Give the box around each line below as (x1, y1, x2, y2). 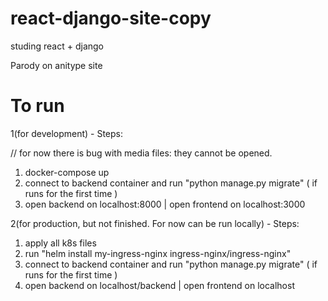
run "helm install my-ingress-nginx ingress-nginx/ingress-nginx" (24, 247, 292, 259)
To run (10, 95, 65, 117)
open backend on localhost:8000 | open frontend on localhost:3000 (24, 198, 306, 210)
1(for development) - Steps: (10, 127, 124, 139)
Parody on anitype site (10, 59, 103, 71)
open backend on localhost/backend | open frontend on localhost (24, 279, 295, 291)
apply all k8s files (24, 237, 97, 249)
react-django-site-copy (10, 7, 212, 30)
